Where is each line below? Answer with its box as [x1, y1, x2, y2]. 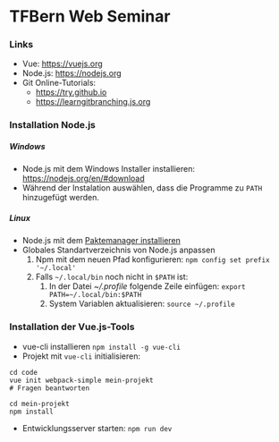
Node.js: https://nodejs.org [21, 68, 123, 79]
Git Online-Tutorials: [21, 78, 97, 89]
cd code [9, 368, 38, 377]
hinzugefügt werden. [21, 192, 100, 203]
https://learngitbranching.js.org [35, 97, 151, 107]
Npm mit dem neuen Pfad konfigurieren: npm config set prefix [35, 254, 270, 265]
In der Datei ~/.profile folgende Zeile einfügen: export [48, 281, 246, 292]
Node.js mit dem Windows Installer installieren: [21, 164, 195, 174]
